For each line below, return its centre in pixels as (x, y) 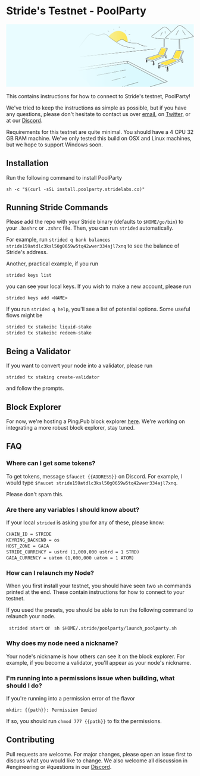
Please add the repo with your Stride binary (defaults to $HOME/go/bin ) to (95, 222)
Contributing (30, 740)
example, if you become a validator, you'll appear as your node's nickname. (99, 662)
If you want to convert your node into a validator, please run (79, 366)
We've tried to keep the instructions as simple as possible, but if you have (96, 108)
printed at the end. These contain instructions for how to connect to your (95, 592)
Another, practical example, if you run (52, 264)
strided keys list (29, 276)
